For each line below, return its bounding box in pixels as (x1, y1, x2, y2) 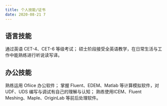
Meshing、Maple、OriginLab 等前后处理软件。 (5, 95, 101, 101)
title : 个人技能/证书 (5, 7, 46, 12)
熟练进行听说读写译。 (18, 52, 62, 58)
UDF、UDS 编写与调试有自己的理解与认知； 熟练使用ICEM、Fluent (5, 88, 142, 95)
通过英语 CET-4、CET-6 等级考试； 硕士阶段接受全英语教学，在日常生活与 (5, 46, 158, 52)
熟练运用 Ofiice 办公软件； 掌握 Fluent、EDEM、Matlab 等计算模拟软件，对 (5, 82, 159, 88)
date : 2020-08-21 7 (5, 12, 46, 17)
